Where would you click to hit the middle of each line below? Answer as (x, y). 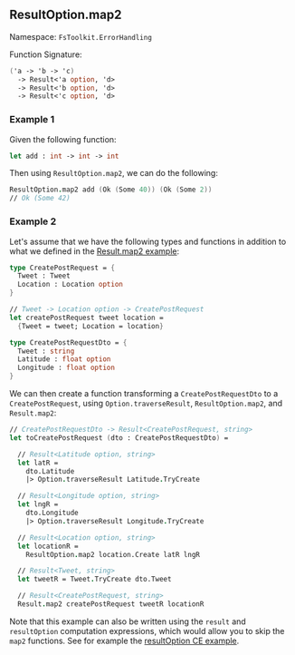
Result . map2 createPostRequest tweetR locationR (111, 604)
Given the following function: (63, 139)
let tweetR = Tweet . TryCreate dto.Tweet (95, 580)
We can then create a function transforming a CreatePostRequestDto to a (144, 394)
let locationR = (48, 546)
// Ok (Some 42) (40, 199)
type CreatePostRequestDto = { (68, 342)
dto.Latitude (50, 471)
